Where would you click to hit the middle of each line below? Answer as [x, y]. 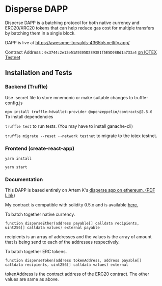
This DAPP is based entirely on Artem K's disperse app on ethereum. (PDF [80, 190]
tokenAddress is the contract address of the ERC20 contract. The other [77, 274]
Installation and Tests [39, 73]
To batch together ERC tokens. [36, 252]
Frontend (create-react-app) [40, 148]
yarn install [18, 158]
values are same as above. [32, 279]
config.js [14, 103]
